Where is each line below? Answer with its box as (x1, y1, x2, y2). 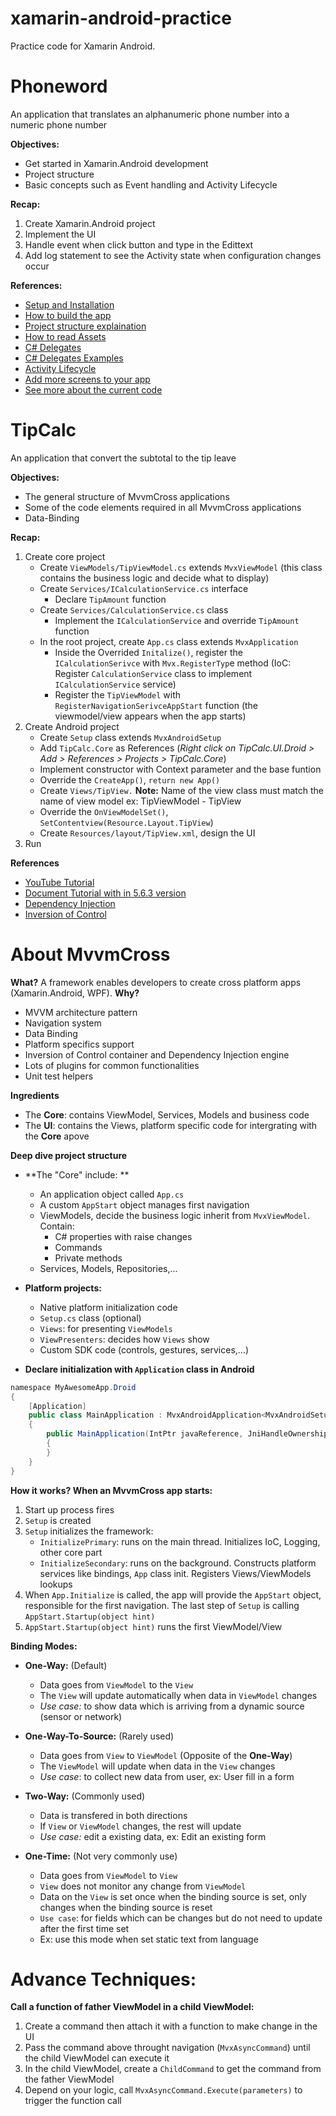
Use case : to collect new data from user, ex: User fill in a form (39, 1770, 295, 1782)
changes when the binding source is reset (39, 1901, 213, 1913)
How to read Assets (24, 330, 107, 342)
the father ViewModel (24, 2073, 115, 2086)
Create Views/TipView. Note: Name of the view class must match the (39, 784, 324, 796)
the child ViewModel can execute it (24, 2052, 170, 2064)
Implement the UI (24, 228, 97, 240)
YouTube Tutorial (24, 876, 95, 888)
